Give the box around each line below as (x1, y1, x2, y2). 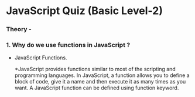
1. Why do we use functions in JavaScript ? (6, 41, 131, 49)
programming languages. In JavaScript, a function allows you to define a (14, 72, 190, 79)
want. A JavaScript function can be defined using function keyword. (14, 84, 179, 92)
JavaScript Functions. (14, 54, 67, 61)
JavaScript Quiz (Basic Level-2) (6, 4, 163, 18)
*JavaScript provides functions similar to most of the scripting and (14, 66, 176, 73)
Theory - (6, 25, 32, 34)
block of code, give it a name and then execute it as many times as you (14, 78, 186, 85)
